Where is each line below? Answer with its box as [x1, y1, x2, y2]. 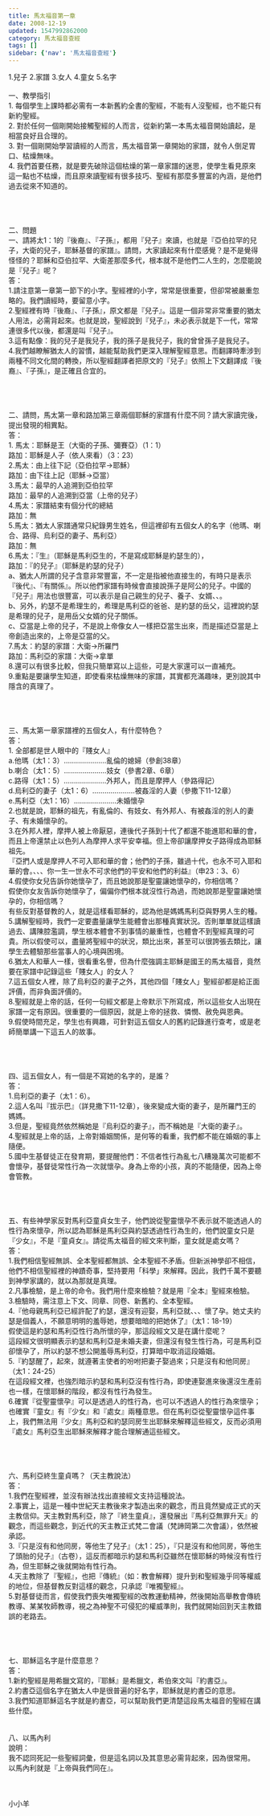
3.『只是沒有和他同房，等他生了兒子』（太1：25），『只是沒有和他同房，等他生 [8, 1541, 262, 1551]
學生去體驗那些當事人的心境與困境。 [8, 947, 129, 956]
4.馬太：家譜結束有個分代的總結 [8, 501, 114, 510]
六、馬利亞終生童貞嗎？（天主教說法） [8, 1471, 135, 1480]
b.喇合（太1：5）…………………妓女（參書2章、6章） [8, 766, 179, 775]
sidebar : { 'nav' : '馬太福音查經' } [8, 49, 117, 57]
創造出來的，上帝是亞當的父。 [14, 632, 114, 640]
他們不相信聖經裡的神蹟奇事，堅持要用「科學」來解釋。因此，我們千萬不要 [8, 1266, 255, 1275]
